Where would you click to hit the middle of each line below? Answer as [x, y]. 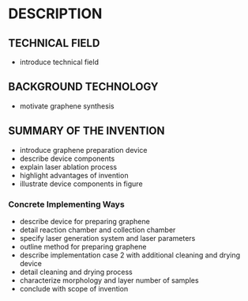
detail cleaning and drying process [76, 272]
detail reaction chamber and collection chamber [98, 230]
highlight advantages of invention [74, 175]
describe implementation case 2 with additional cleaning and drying [130, 255]
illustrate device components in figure [81, 184]
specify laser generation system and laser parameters [107, 238]
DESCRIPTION [55, 14]
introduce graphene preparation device [83, 150]
